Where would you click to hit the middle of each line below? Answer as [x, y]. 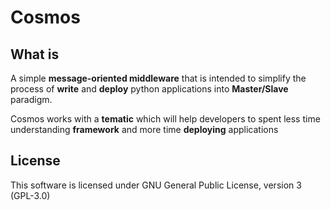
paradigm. [31, 99]
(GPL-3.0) [30, 195]
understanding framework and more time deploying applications [144, 129]
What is [35, 54]
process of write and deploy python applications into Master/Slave [149, 89]
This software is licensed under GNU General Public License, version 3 [156, 185]
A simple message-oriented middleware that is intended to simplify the [158, 78]
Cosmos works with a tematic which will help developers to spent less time [165, 119]
